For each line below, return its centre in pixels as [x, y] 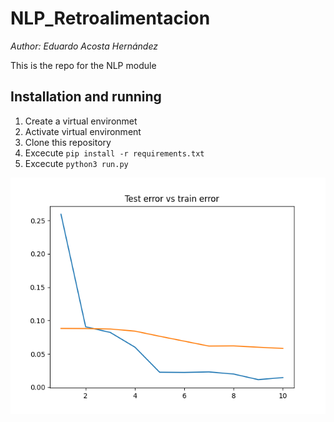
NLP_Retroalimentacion [110, 18]
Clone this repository [68, 142]
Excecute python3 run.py [76, 163]
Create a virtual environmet [81, 121]
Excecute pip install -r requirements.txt [114, 153]
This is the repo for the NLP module [83, 65]
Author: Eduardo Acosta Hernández [84, 46]
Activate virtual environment [83, 131]
